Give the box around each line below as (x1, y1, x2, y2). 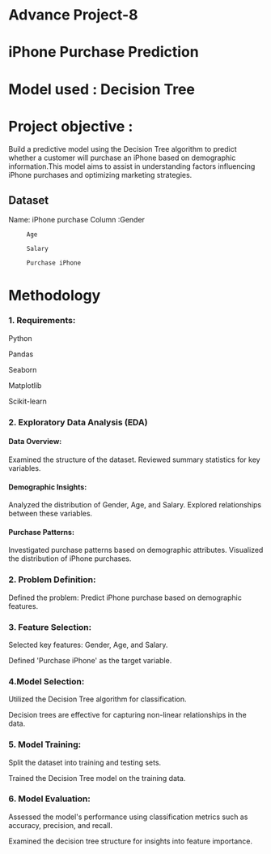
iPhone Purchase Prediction (8, 43, 200, 62)
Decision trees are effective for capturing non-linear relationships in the (8, 710, 247, 720)
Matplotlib (8, 380, 42, 390)
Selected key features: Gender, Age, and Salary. (8, 640, 168, 649)
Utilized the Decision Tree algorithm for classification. (8, 694, 188, 704)
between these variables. (8, 509, 93, 519)
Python (8, 333, 32, 343)
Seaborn (8, 364, 37, 374)
